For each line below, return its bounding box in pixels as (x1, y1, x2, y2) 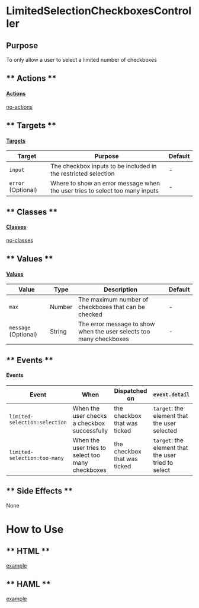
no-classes (6, 237, 34, 244)
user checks (72, 411, 107, 420)
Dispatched (114, 386, 147, 395)
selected (153, 426, 178, 434)
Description (103, 285, 138, 294)
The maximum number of (78, 295, 149, 304)
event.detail (153, 391, 190, 398)
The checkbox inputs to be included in (50, 162, 157, 171)
